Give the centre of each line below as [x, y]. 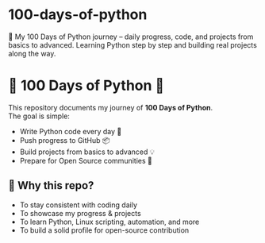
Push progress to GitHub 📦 [65, 140]
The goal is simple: [39, 116]
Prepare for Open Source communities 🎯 [86, 160]
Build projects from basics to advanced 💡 [87, 152]
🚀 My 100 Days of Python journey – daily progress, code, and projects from [131, 37]
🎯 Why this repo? [51, 185]
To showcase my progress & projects [80, 213]
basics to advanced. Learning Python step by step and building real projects [133, 44]
